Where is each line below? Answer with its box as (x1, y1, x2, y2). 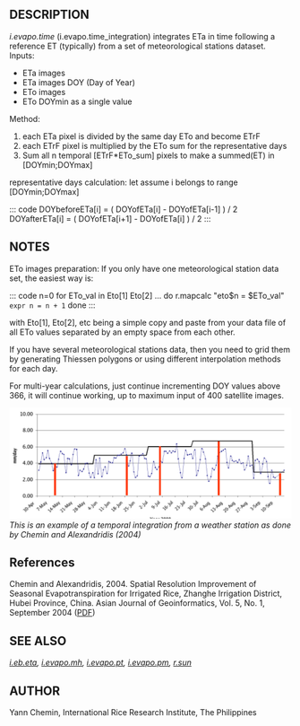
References (9, 555, 75, 570)
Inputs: (9, 49, 35, 61)
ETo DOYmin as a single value (21, 96, 133, 107)
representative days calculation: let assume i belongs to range (9, 177, 239, 188)
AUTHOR (9, 683, 61, 698)
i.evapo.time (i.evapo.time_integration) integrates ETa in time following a (9, 31, 276, 41)
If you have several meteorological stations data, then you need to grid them (9, 344, 291, 354)
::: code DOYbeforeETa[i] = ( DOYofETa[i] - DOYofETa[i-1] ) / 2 (9, 204, 238, 214)
